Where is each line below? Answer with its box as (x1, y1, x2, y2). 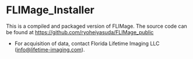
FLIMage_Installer (6, 3, 94, 17)
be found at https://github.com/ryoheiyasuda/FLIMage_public (6, 28, 154, 35)
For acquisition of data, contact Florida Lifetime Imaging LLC (14, 40, 160, 47)
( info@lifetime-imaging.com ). (14, 46, 85, 53)
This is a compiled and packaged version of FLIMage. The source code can (6, 23, 188, 30)
